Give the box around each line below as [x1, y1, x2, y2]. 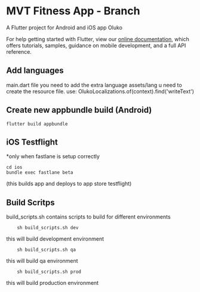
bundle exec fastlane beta [6, 170, 73, 176]
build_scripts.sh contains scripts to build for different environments [6, 213, 171, 220]
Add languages [6, 66, 64, 76]
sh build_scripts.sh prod [17, 269, 82, 275]
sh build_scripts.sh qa [17, 247, 76, 253]
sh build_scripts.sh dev [17, 225, 79, 231]
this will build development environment [6, 235, 104, 242]
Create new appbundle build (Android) [6, 105, 152, 115]
